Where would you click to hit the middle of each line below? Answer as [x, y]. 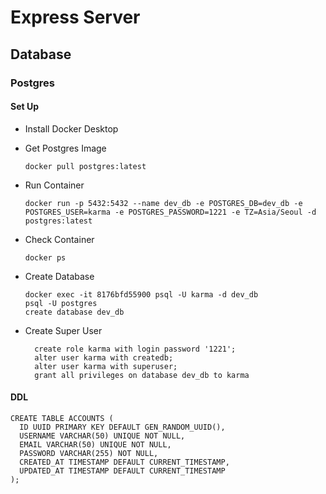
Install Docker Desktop [71, 128]
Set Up [25, 107]
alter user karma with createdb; [104, 357]
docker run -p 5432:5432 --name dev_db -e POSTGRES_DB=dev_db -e [163, 203]
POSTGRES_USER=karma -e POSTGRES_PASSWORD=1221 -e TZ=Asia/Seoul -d [170, 212]
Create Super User [63, 330]
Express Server [75, 17]
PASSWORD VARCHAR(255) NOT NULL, [89, 453]
